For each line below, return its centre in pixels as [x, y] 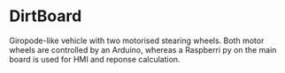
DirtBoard [46, 16]
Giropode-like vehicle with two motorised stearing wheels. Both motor [137, 40]
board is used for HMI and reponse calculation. [95, 59]
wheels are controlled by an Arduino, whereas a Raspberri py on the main [143, 49]
